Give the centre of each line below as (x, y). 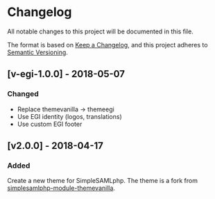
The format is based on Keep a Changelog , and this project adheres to (108, 45)
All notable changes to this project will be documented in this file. (101, 31)
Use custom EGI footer (50, 124)
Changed (23, 94)
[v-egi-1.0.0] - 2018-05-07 (66, 74)
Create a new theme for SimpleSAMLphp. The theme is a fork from (102, 181)
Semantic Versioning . (37, 52)
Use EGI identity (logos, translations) (70, 116)
